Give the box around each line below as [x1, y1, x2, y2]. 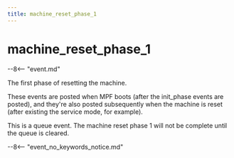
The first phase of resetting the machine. [7, 78, 127, 87]
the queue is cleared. [7, 129, 70, 137]
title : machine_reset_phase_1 [7, 10, 97, 18]
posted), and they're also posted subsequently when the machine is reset [7, 100, 223, 108]
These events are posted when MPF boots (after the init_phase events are [7, 92, 224, 100]
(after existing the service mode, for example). [7, 107, 144, 116]
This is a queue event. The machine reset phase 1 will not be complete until [7, 121, 228, 130]
